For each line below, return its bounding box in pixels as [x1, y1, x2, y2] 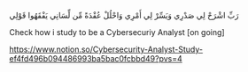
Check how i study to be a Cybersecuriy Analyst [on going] [9, 27, 225, 37]
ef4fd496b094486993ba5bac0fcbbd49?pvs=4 [9, 54, 183, 63]
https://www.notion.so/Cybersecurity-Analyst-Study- [9, 44, 204, 54]
